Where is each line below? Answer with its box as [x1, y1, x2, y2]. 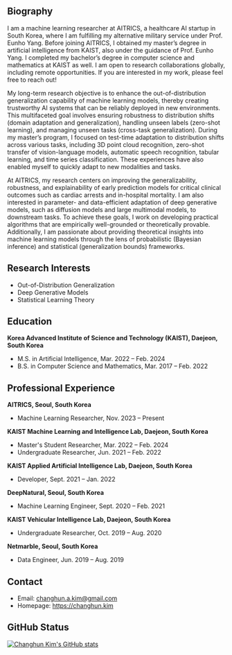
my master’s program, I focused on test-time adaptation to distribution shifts [7, 133, 224, 141]
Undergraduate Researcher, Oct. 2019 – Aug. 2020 [17, 529, 162, 537]
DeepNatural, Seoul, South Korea [7, 489, 105, 497]
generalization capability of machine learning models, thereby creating [7, 96, 209, 105]
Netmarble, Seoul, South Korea [7, 542, 98, 550]
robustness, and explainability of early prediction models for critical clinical [7, 183, 222, 191]
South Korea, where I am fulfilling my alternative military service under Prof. [7, 31, 223, 40]
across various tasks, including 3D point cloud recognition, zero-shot [7, 140, 204, 148]
